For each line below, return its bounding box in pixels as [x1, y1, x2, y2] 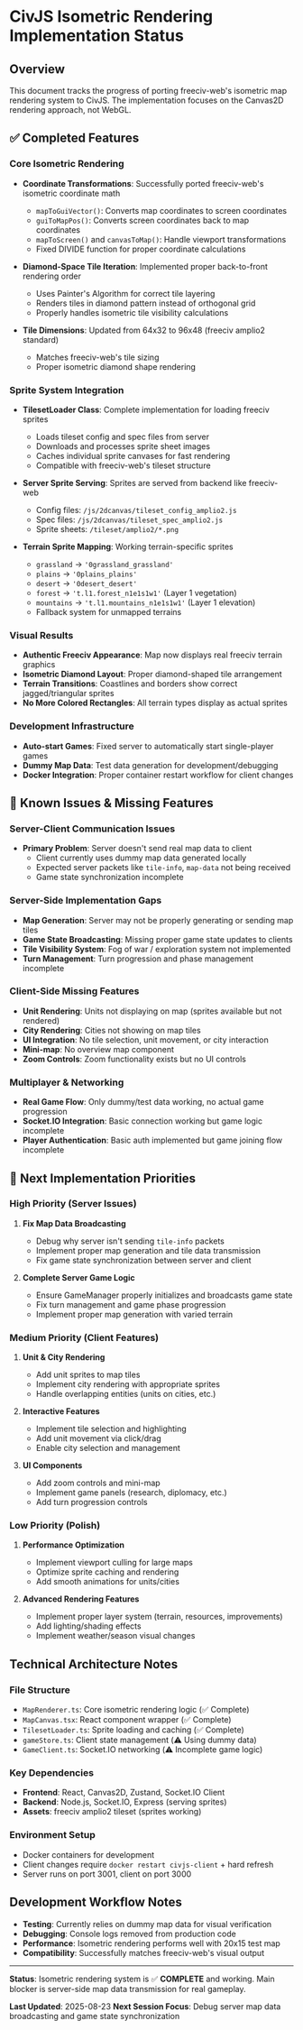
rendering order [22, 271, 82, 281]
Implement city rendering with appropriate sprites [35, 1379, 221, 1390]
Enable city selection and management [35, 1443, 180, 1454]
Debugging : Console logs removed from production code [22, 1928, 236, 1939]
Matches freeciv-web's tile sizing [35, 352, 160, 363]
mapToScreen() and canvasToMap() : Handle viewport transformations [35, 234, 287, 244]
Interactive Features [22, 1406, 101, 1417]
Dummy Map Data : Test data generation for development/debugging [22, 759, 279, 770]
